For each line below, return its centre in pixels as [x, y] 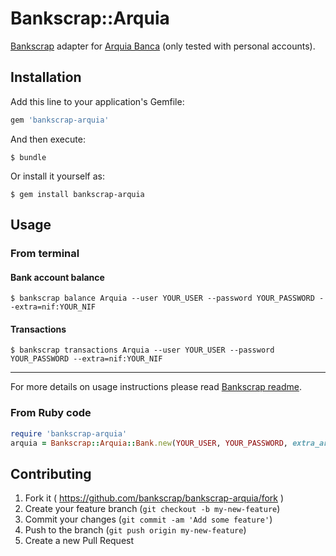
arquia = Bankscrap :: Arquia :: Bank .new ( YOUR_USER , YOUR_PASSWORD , [149, 443]
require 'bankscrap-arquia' [69, 433]
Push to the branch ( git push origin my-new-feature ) [135, 530]
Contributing [51, 473]
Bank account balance [57, 277]
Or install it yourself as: [57, 176]
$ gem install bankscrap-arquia [77, 194]
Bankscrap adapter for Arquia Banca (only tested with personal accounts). [163, 46]
